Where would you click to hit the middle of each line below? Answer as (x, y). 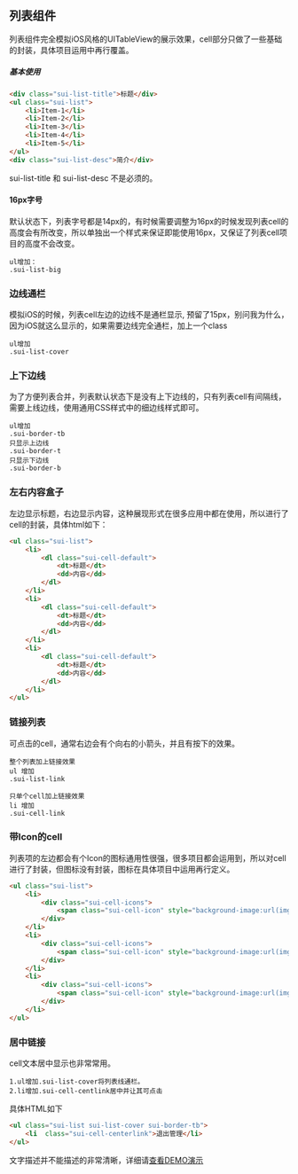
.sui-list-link (37, 779)
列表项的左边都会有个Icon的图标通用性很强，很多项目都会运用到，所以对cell (148, 857)
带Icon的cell (36, 837)
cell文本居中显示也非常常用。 (62, 1063)
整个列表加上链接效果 (42, 762)
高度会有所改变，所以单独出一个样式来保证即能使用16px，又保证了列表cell (145, 232)
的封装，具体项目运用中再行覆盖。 (71, 50)
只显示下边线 (29, 461)
